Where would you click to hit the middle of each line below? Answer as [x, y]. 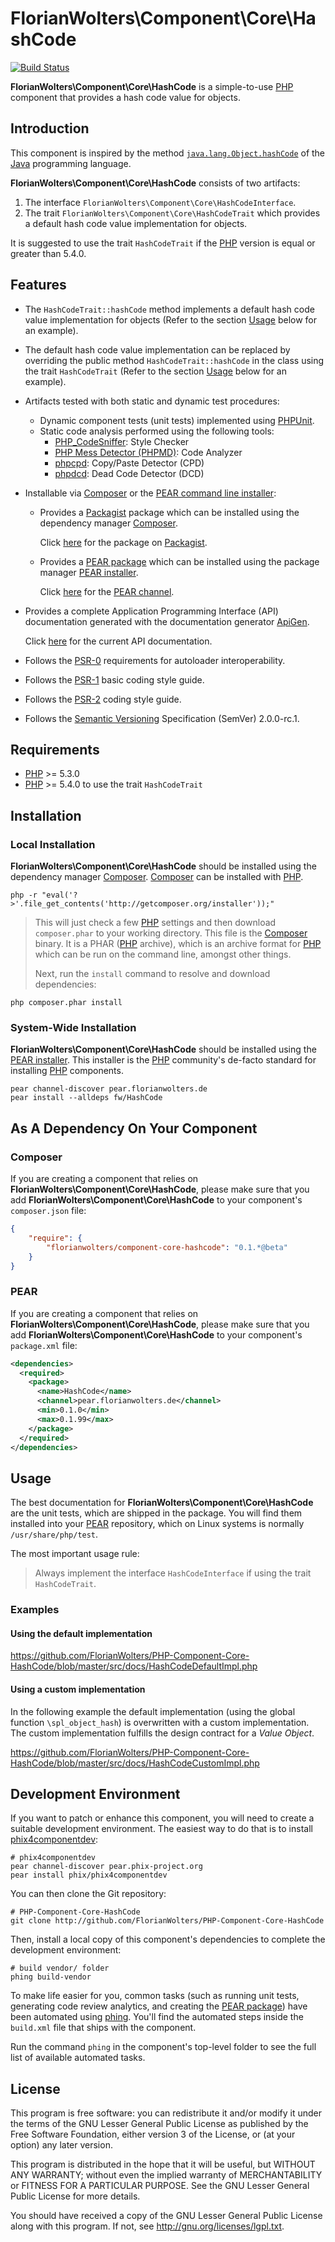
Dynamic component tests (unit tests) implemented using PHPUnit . [177, 420]
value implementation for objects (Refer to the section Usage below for [170, 319]
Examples [35, 1610]
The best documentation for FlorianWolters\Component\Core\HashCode [162, 1503]
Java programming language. [71, 163]
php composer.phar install [66, 1003]
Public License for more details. [75, 2196]
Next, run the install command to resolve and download [152, 974]
